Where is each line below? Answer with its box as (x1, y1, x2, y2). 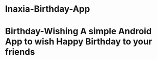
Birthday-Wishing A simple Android (5, 26, 152, 37)
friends (5, 46, 35, 58)
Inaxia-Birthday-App (5, 3, 90, 15)
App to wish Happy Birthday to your (5, 36, 153, 47)
